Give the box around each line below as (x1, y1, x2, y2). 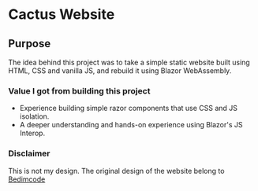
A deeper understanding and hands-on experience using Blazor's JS (19, 120, 243, 130)
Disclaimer (8, 148, 50, 159)
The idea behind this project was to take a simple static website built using (8, 57, 250, 67)
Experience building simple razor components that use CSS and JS (19, 104, 238, 113)
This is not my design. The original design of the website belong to (8, 166, 225, 175)
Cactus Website (8, 6, 115, 24)
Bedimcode (8, 174, 46, 184)
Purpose (8, 37, 51, 50)
